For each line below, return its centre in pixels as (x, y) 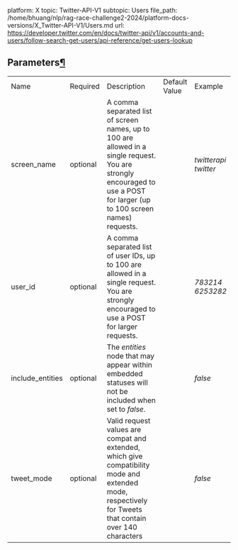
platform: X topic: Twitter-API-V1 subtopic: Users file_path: (92, 10)
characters (125, 536)
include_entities (37, 378)
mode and (123, 473)
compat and (126, 438)
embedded (125, 373)
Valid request (129, 420)
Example (209, 86)
